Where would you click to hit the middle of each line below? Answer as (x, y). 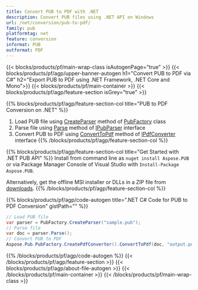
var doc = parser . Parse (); (39, 233)
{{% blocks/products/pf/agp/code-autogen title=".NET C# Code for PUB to (97, 199)
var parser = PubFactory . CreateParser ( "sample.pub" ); (74, 223)
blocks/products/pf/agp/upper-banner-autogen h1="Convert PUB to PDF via (99, 73)
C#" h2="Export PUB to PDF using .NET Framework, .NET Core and (88, 79)
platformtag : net (27, 34)
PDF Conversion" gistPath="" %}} (47, 206)
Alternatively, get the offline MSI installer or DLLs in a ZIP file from (86, 182)
